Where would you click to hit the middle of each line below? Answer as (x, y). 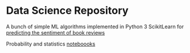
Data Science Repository (67, 11)
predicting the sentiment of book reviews (56, 32)
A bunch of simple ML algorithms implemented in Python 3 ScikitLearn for (95, 26)
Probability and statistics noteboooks (51, 44)
